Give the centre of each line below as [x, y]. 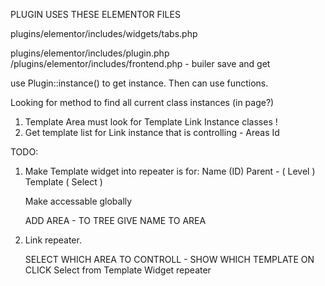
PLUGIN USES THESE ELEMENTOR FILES [95, 14]
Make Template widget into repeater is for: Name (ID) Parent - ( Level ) [170, 171]
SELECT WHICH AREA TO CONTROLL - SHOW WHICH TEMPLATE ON [169, 259]
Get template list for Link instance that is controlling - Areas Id [152, 132]
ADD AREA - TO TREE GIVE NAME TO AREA [115, 220]
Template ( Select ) [63, 182]
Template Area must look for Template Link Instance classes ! [151, 122]
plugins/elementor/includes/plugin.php [90, 53]
